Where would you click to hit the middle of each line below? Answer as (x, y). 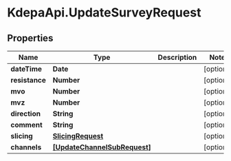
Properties (30, 38)
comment (26, 125)
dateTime (26, 69)
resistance (29, 80)
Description (177, 57)
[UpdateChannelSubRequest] (102, 147)
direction (26, 114)
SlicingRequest (78, 136)
